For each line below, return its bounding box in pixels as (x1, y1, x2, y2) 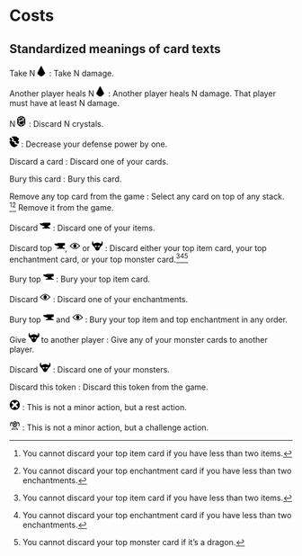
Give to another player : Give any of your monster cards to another (9, 335, 268, 345)
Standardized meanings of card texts (9, 41, 222, 57)
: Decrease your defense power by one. (21, 139, 168, 149)
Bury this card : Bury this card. (9, 174, 122, 184)
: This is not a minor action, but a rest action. (22, 402, 187, 413)
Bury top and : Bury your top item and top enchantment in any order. (9, 314, 288, 325)
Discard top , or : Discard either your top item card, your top (9, 242, 267, 253)
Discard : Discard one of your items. (9, 222, 155, 233)
